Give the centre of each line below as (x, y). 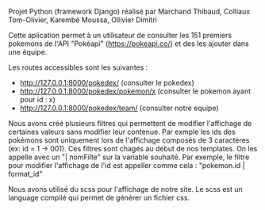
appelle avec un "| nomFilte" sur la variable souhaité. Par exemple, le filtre (129, 157)
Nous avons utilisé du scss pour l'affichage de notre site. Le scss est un (126, 189)
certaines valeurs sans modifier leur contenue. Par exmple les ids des (122, 132)
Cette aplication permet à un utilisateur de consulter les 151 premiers (120, 35)
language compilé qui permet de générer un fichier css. (99, 198)
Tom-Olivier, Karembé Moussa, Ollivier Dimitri (83, 20)
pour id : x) (37, 99)
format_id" (25, 174)
